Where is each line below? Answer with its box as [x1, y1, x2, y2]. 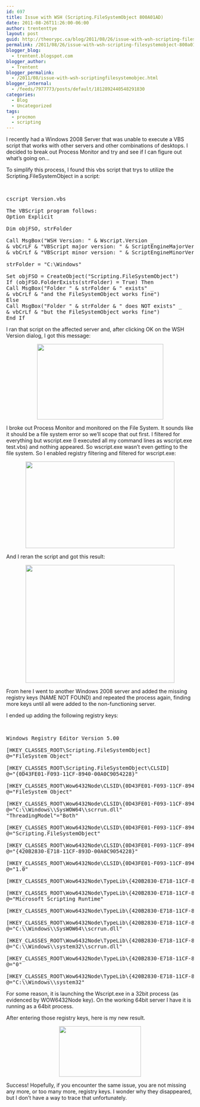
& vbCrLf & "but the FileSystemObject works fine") [6, 309, 161, 315]
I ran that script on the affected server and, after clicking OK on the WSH [6, 326, 185, 333]
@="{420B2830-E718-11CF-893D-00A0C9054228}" [6, 848, 139, 855]
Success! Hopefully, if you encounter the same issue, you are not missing [6, 1081, 186, 1089]
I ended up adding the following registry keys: [6, 712, 119, 719]
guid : [6, 36, 20, 42]
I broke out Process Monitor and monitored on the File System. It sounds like [6, 424, 193, 431]
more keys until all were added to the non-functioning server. [6, 701, 156, 708]
